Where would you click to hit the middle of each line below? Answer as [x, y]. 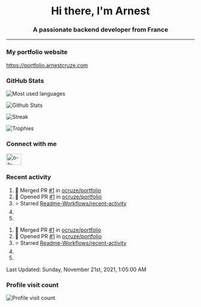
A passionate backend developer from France [100, 30]
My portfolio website [37, 52]
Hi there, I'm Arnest [100, 11]
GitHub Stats [25, 81]
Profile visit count [32, 285]
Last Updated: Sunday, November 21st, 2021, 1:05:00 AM [76, 269]
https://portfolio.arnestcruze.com [47, 65]
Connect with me [31, 144]
